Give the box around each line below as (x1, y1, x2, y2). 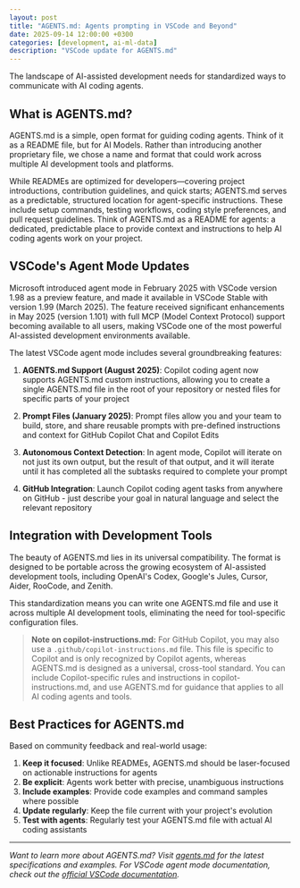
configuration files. (9, 616, 79, 627)
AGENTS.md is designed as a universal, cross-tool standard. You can (30, 663, 286, 673)
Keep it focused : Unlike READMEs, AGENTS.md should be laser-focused (21, 757, 290, 769)
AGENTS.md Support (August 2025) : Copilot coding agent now (21, 364, 259, 376)
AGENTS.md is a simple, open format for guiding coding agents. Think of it (9, 130, 284, 140)
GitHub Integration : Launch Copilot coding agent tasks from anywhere (21, 483, 283, 494)
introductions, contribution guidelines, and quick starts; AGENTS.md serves (9, 185, 287, 196)
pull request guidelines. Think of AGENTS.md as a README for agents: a (9, 214, 276, 224)
